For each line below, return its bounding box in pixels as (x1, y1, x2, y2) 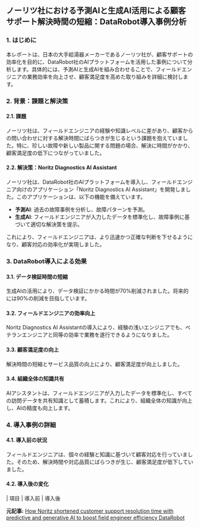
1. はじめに (6, 36, 37, 45)
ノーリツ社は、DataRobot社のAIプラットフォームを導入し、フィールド (6, 178, 177, 186)
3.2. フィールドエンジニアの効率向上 (6, 309, 96, 316)
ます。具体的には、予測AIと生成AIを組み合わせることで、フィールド (16, 65, 182, 73)
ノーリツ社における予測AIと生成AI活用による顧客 (6, 5, 186, 16)
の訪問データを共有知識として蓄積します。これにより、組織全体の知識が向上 (6, 397, 193, 404)
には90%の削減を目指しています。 (6, 295, 90, 302)
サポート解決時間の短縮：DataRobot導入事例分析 (6, 17, 187, 27)
